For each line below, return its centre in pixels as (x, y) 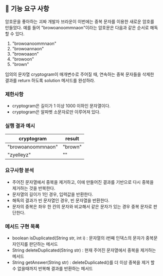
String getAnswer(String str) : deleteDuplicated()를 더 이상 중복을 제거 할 (83, 262)
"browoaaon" (25, 54)
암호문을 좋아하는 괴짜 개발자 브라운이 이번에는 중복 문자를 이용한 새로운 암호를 (80, 21)
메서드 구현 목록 (22, 226)
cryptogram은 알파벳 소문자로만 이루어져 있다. (56, 112)
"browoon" (23, 59)
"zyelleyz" (19, 155)
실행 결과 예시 (20, 126)
